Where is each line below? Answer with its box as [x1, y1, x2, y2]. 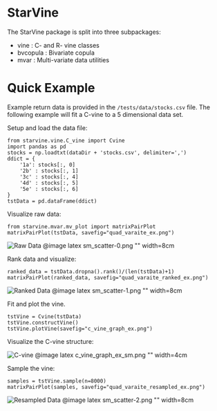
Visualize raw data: [7, 210, 62, 218]
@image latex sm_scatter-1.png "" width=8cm [51, 286, 182, 295]
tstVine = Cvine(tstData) [7, 313, 82, 320]
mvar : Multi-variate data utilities [17, 55, 109, 64]
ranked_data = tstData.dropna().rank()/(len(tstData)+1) [7, 268, 175, 275]
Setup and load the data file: [7, 123, 88, 132]
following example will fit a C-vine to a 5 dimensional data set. [7, 110, 184, 118]
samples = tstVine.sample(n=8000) [7, 377, 107, 385]
